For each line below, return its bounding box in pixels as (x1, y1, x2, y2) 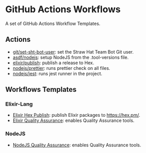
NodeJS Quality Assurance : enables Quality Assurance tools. (12, 142, 141, 148)
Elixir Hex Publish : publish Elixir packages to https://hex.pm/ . (12, 112, 140, 118)
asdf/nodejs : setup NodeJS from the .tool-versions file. (12, 54, 129, 60)
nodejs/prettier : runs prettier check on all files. (12, 65, 111, 71)
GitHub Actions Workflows (5, 4, 121, 15)
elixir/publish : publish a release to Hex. (12, 60, 94, 66)
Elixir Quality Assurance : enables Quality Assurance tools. (12, 117, 135, 123)
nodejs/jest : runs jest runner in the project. (12, 70, 103, 76)
